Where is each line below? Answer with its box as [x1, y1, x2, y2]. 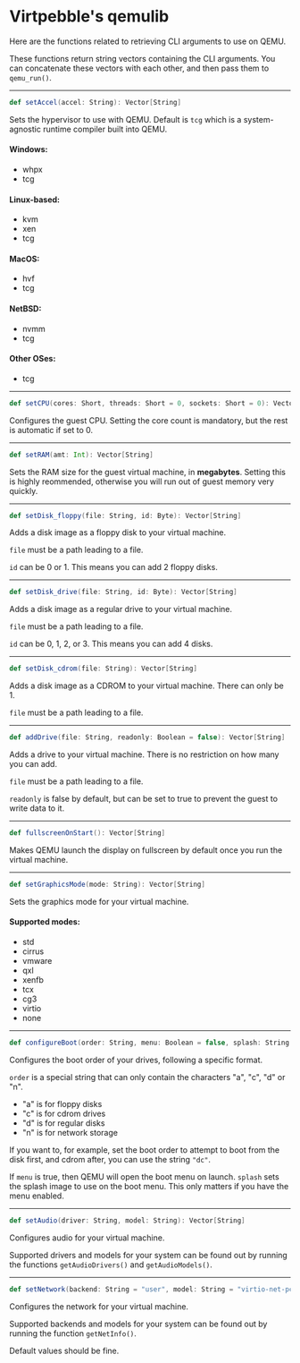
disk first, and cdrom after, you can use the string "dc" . [9, 1154, 212, 1164]
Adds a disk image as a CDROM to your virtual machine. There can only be [9, 680, 284, 691]
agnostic [9, 124, 42, 134]
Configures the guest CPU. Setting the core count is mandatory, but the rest [9, 414, 288, 426]
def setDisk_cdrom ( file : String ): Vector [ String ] [9, 664, 198, 673]
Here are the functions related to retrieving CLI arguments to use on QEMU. [9, 36, 287, 47]
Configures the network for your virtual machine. [9, 1300, 189, 1312]
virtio [21, 1003, 42, 1014]
